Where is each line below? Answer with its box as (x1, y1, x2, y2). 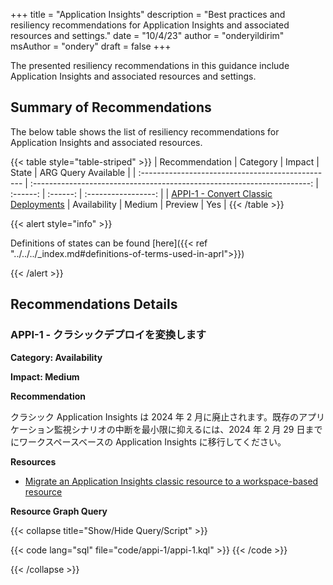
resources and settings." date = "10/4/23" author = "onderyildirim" (10, 30, 285, 41)
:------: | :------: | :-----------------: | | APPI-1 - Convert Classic (10, 187, 273, 199)
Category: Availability (10, 351, 103, 363)
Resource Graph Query (10, 505, 108, 517)
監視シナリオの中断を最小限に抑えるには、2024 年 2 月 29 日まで (53, 423, 323, 435)
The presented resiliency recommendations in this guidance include (10, 60, 290, 71)
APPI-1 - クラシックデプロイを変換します (10, 328, 207, 342)
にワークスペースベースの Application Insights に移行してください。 (10, 435, 287, 448)
